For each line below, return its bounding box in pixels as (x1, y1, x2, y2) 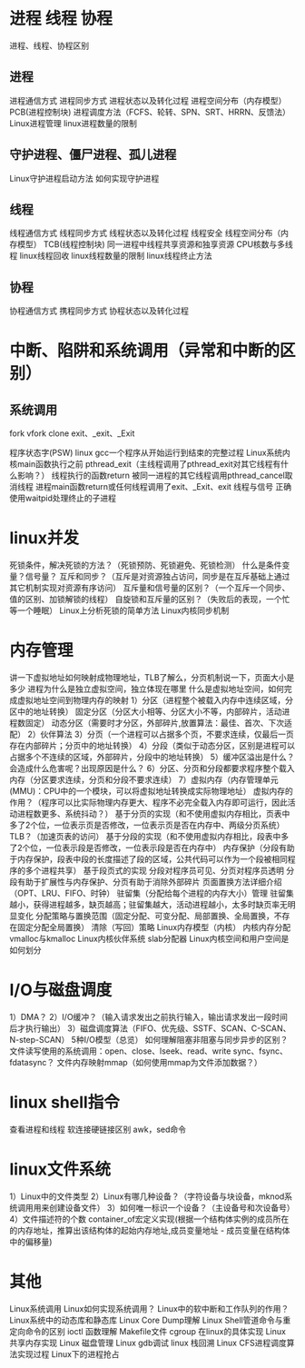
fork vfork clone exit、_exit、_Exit (9, 428, 135, 439)
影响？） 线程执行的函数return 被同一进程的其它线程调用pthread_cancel (16, 470, 286, 481)
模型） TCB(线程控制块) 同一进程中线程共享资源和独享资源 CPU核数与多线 (16, 239, 293, 250)
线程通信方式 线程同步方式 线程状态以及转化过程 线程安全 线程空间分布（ (9, 228, 281, 239)
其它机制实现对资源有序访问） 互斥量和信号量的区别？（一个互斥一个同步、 (9, 582, 290, 593)
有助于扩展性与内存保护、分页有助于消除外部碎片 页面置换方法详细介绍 (16, 877, 282, 887)
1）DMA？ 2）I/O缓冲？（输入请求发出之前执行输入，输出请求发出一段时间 (9, 1012, 289, 1022)
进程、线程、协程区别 (9, 40, 89, 51)
